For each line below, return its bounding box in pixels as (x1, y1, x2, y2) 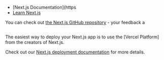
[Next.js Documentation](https (12, 5, 76, 10)
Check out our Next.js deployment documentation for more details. (5, 49, 145, 55)
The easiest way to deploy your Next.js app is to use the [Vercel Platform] (5, 34, 159, 40)
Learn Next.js (12, 10, 41, 16)
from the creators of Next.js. (5, 39, 64, 45)
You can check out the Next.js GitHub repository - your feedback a (5, 20, 145, 25)
